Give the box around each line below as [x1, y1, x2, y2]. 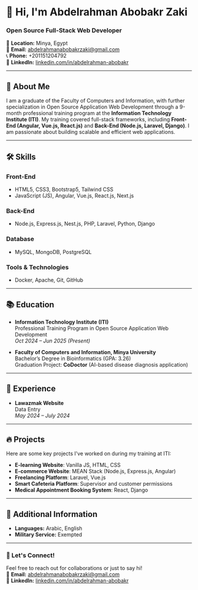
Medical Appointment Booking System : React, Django [14, 486, 148, 494]
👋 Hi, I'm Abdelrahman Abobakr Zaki [6, 5, 188, 19]
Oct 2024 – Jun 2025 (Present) [14, 337, 90, 344]
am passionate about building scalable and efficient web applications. [6, 128, 176, 136]
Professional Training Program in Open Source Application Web [14, 324, 169, 332]
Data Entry [14, 406, 41, 413]
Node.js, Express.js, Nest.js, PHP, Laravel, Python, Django [14, 220, 155, 228]
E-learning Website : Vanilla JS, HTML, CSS [14, 462, 121, 469]
